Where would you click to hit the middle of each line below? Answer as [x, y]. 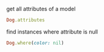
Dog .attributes [26, 20]
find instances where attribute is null [52, 32]
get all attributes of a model [41, 9]
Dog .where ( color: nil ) [35, 43]
